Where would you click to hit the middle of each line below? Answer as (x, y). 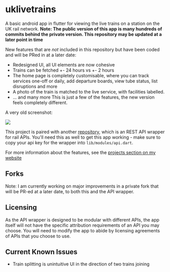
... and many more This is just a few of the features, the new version (83, 97)
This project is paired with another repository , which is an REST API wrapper (85, 132)
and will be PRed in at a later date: (41, 55)
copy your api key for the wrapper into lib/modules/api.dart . (69, 142)
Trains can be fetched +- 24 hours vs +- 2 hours (63, 70)
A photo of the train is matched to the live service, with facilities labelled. (89, 92)
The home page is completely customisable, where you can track (81, 75)
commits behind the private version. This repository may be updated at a (84, 34)
